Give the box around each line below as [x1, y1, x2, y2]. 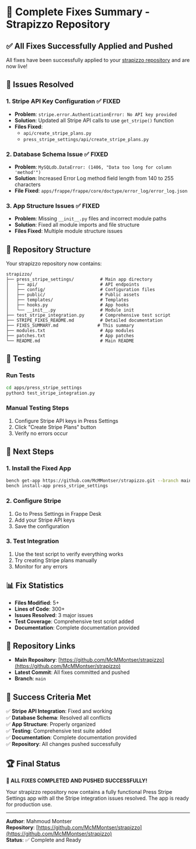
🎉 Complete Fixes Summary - [6, 5, 150, 19]
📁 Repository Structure [6, 244, 91, 254]
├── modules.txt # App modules [6, 328, 134, 334]
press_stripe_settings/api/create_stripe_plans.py [23, 136, 149, 142]
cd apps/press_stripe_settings [6, 385, 82, 391]
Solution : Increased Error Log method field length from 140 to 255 [14, 174, 174, 182]
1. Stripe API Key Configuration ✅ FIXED [6, 97, 121, 105]
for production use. [6, 801, 52, 808]
